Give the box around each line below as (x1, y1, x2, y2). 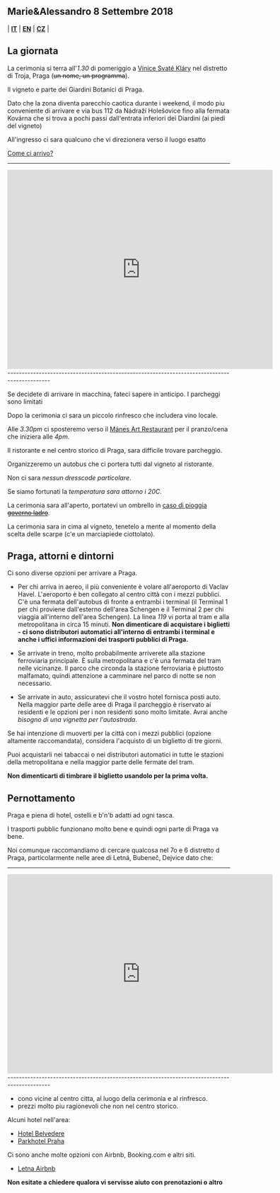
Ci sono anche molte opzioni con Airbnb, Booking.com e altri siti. (7, 1150, 196, 1159)
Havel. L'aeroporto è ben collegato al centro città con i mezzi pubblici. (17, 590, 221, 599)
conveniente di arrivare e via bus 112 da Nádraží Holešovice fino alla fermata (7, 106, 230, 115)
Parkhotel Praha (17, 1137, 65, 1146)
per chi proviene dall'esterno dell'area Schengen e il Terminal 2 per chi (17, 605, 224, 614)
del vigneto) (7, 121, 42, 130)
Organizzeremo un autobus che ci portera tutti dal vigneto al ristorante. (7, 460, 214, 468)
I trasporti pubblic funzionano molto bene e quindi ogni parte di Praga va (7, 825, 219, 833)
